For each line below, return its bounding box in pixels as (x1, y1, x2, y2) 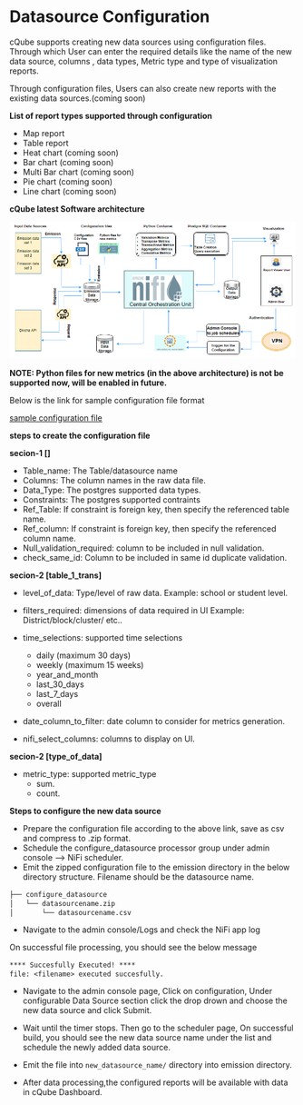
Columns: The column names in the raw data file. (22, 474, 206, 485)
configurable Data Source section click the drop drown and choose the (22, 995, 288, 1006)
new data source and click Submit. (22, 1004, 152, 1015)
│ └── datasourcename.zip (9, 899, 116, 908)
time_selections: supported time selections (22, 632, 183, 642)
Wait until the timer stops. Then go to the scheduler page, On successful (22, 1022, 294, 1033)
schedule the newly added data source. (22, 1041, 171, 1052)
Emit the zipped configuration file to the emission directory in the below (22, 861, 290, 872)
